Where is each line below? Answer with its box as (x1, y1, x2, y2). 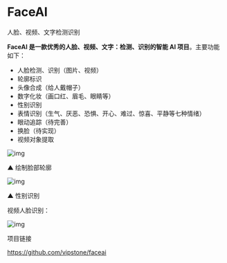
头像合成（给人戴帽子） (17, 83, 84, 91)
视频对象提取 (17, 135, 54, 143)
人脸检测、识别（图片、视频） (17, 66, 102, 74)
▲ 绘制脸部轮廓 (7, 163, 52, 172)
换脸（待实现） (17, 126, 60, 135)
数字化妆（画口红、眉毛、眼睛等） (17, 91, 115, 100)
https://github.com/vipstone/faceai (7, 248, 107, 256)
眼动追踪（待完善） (17, 118, 73, 126)
